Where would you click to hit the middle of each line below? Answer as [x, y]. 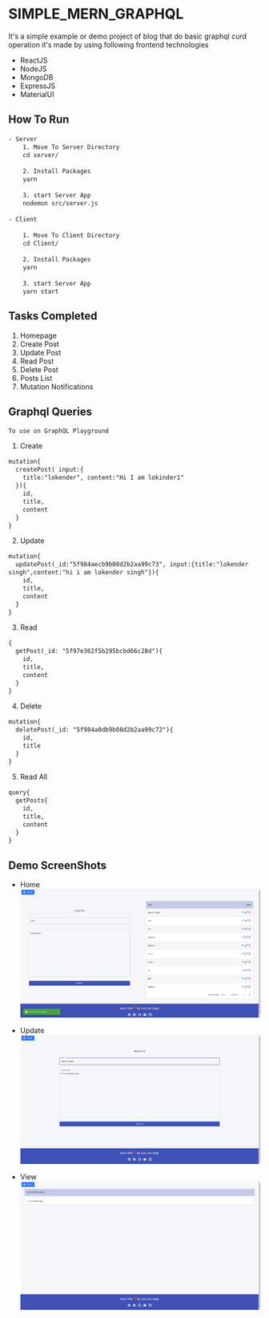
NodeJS [33, 68]
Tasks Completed [53, 316]
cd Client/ [41, 243]
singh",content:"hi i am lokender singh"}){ [84, 573]
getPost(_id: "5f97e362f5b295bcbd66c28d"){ [89, 651]
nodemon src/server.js [60, 203]
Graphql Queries [50, 411]
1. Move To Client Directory [71, 235]
